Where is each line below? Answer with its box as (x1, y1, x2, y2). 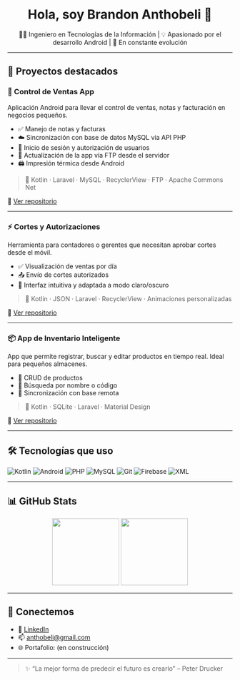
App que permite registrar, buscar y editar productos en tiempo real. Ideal (7, 352, 224, 361)
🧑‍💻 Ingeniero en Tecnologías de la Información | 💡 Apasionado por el (19, 30, 221, 39)
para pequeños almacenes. (7, 360, 88, 368)
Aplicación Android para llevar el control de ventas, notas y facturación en (7, 103, 226, 111)
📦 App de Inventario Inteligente (7, 333, 121, 343)
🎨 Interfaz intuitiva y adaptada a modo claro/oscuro (17, 280, 169, 289)
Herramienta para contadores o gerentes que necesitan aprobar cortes (7, 240, 216, 249)
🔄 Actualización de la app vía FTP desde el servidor (17, 151, 170, 159)
